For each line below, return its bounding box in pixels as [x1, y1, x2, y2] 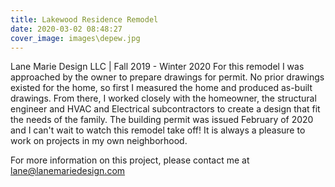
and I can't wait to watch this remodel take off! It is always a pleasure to [10, 124, 306, 136]
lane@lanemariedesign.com [10, 165, 126, 177]
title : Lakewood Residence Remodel [10, 14, 159, 25]
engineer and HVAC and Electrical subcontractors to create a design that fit [10, 103, 321, 115]
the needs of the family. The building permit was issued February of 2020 [10, 114, 314, 126]
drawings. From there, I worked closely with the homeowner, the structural [10, 92, 317, 105]
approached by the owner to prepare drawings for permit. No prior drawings [10, 71, 325, 83]
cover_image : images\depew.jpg [10, 33, 141, 43]
